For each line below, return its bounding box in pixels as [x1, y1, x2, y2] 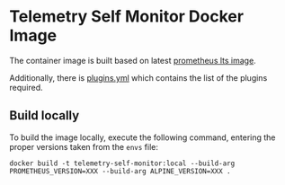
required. [9, 82, 43, 92]
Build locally [9, 108, 80, 123]
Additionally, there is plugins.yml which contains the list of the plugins [9, 72, 268, 83]
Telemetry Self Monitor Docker [9, 6, 245, 27]
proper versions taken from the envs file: [9, 141, 159, 152]
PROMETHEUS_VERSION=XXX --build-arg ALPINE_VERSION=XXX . [9, 166, 231, 176]
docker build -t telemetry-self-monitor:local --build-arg [9, 159, 236, 168]
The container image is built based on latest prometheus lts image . [9, 55, 256, 66]
